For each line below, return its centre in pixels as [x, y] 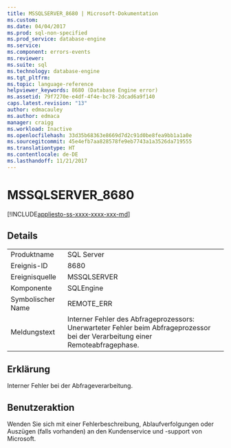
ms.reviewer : [26, 59]
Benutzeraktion [41, 407]
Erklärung [29, 369]
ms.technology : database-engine [53, 71]
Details [22, 236]
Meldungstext [33, 332]
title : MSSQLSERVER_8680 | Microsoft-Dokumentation [82, 13]
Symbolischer [33, 299]
